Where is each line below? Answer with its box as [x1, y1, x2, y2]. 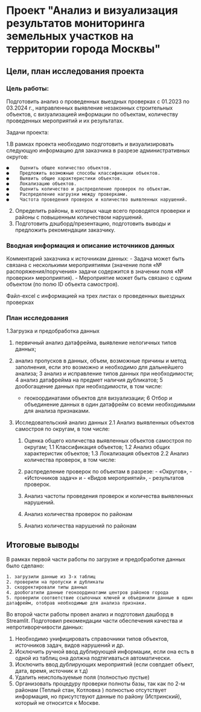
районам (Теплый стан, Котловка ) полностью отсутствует [14, 687, 167, 694]
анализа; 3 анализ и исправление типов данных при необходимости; [14, 370, 194, 377]
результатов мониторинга [6, 16, 145, 30]
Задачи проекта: [6, 128, 49, 136]
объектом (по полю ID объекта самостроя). [6, 281, 120, 288]
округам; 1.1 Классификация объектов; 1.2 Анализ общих [24, 444, 170, 451]
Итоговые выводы [6, 540, 80, 550]
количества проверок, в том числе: [24, 456, 116, 464]
